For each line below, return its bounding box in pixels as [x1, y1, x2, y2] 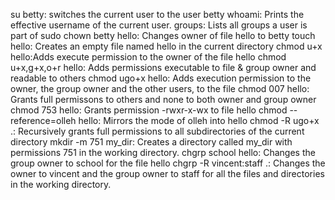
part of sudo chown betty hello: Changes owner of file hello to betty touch [10, 30, 316, 41]
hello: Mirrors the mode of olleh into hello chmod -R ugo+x [78, 115, 320, 126]
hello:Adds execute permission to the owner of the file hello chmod [10, 51, 287, 63]
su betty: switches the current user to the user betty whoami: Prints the [10, 9, 305, 20]
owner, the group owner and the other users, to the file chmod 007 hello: [10, 83, 310, 94]
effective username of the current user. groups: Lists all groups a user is [10, 19, 308, 31]
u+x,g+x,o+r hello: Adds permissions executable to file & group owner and [10, 62, 317, 73]
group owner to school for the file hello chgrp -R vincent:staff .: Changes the [10, 157, 326, 169]
